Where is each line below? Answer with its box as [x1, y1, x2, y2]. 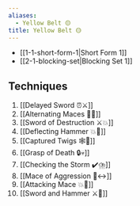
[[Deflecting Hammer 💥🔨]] [19, 127, 107, 136]
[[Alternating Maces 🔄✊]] [19, 109, 101, 119]
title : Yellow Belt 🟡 [8, 26, 81, 34]
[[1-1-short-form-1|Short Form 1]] [19, 48, 127, 58]
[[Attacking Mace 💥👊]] [19, 180, 94, 189]
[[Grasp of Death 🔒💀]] [19, 148, 90, 158]
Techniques [8, 79, 68, 93]
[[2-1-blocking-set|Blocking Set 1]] [19, 56, 133, 66]
